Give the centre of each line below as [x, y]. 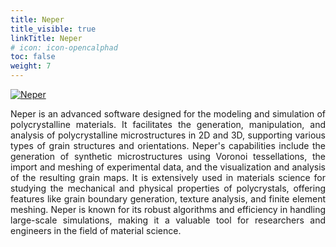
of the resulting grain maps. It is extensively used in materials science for [168, 177]
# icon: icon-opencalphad [64, 47]
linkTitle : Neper [46, 38]
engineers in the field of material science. [96, 230]
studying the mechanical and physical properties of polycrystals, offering [168, 188]
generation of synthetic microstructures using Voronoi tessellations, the [168, 156]
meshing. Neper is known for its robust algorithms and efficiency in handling [168, 209]
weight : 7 [31, 66]
